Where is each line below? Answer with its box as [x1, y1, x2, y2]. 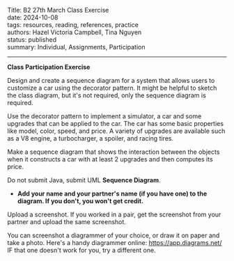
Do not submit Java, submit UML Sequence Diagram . [7, 176, 161, 184]
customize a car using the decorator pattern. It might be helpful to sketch [7, 84, 217, 92]
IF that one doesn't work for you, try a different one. [7, 246, 156, 254]
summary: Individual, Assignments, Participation [7, 43, 146, 51]
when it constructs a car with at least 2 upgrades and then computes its [7, 155, 214, 163]
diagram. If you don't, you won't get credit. [17, 197, 144, 205]
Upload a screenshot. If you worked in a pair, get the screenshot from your [7, 210, 221, 219]
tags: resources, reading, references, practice [7, 21, 139, 29]
